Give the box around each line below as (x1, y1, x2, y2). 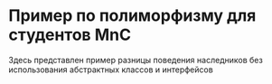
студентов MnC (8, 24, 132, 45)
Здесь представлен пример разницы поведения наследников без (8, 54, 263, 65)
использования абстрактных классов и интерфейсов (8, 64, 213, 75)
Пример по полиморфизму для (8, 5, 257, 26)
